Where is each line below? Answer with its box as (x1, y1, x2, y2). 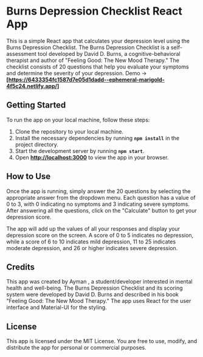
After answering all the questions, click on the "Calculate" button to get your (6, 206, 197, 214)
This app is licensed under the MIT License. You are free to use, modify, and (6, 338, 198, 345)
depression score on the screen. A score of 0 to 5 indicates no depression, (6, 231, 194, 239)
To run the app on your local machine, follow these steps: (6, 116, 150, 123)
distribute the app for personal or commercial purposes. (6, 344, 147, 352)
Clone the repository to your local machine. (15, 127, 123, 135)
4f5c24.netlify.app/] (6, 82, 60, 89)
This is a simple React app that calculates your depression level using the (6, 37, 190, 44)
